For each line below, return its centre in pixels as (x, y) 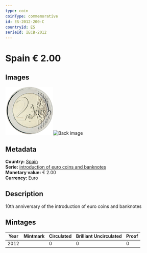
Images (17, 77)
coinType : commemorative (32, 16)
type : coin (17, 11)
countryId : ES (20, 27)
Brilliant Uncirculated (99, 236)
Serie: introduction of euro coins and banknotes (56, 167)
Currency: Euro (22, 178)
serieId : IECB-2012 (26, 33)
